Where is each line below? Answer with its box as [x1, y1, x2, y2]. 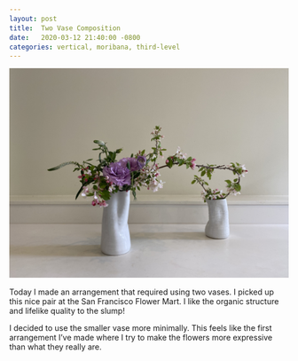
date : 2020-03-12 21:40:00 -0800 [9, 33, 141, 42]
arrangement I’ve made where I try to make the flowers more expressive [9, 333, 273, 343]
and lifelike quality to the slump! [9, 306, 126, 317]
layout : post [9, 14, 58, 23]
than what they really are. [9, 341, 102, 352]
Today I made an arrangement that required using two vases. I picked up [9, 286, 275, 297]
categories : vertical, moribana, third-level [9, 43, 180, 51]
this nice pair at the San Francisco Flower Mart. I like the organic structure [9, 296, 279, 307]
